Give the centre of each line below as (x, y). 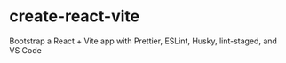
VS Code (25, 50)
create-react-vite (75, 16)
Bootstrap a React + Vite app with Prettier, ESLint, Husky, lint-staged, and (143, 41)
